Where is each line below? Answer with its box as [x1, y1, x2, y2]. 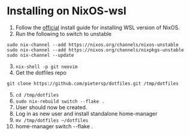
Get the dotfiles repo [15, 69, 67, 76]
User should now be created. [15, 103, 88, 111]
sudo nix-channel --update [7, 52, 74, 58]
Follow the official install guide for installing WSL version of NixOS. [15, 24, 180, 31]
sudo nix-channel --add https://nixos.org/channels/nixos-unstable [7, 42, 179, 48]
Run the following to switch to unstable [15, 30, 112, 37]
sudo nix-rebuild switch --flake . [15, 98, 105, 104]
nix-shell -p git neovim [15, 64, 78, 70]
